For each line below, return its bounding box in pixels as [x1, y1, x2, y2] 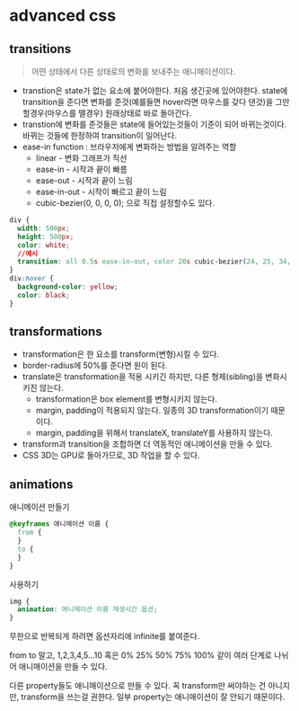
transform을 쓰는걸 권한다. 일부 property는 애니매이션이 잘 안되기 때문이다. [21, 691, 286, 702]
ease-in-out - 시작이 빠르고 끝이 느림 [35, 186, 168, 197]
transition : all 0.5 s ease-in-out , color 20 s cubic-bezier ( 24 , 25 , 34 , [17, 257, 292, 266]
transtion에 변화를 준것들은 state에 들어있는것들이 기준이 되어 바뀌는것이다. [22, 119, 287, 129]
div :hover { [9, 274, 54, 283]
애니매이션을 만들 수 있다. [18, 662, 108, 672]
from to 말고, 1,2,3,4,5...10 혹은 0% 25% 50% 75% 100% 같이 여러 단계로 [9, 650, 272, 661]
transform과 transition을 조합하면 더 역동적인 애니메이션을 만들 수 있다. [22, 439, 273, 449]
